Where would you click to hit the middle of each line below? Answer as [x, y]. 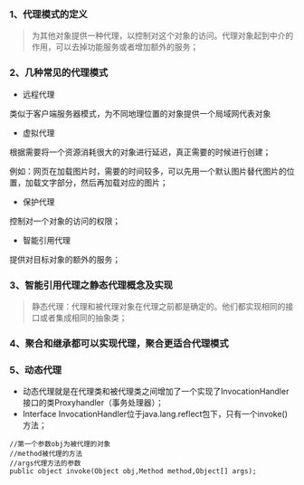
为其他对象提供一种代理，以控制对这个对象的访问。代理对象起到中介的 [162, 36]
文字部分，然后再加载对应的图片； [104, 182]
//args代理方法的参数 [45, 463]
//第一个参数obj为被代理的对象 [60, 444]
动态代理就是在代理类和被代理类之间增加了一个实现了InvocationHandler [156, 392]
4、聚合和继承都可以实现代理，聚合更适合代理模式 [119, 343]
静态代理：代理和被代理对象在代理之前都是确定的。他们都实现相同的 [158, 306]
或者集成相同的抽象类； [83, 318]
